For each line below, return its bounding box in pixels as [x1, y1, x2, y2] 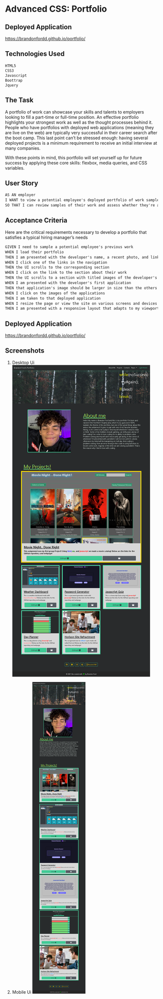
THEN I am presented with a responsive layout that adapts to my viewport [5, 306, 160, 311]
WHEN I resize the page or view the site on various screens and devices [5, 301, 158, 306]
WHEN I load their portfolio [5, 249, 64, 254]
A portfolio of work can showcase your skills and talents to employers [5, 109, 144, 115]
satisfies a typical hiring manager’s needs [5, 234, 88, 240]
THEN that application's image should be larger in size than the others [5, 285, 158, 290]
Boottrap [5, 78, 23, 83]
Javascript [5, 73, 27, 78]
